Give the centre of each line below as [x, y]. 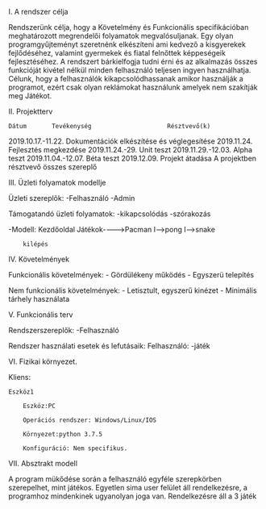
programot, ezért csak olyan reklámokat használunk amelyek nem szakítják [133, 87]
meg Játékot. [30, 96]
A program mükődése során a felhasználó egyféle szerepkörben [115, 479]
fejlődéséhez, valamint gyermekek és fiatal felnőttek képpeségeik [117, 53]
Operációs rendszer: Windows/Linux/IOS [90, 420]
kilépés [35, 244]
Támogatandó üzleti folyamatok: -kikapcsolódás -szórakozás [110, 214]
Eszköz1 [21, 392]
